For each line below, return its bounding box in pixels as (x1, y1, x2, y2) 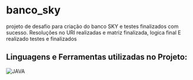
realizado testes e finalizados (6, 35, 77, 42)
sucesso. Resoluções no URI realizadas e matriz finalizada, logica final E (6, 29, 181, 36)
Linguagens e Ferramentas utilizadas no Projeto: (6, 52, 188, 62)
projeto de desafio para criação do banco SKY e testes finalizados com (6, 23, 179, 30)
